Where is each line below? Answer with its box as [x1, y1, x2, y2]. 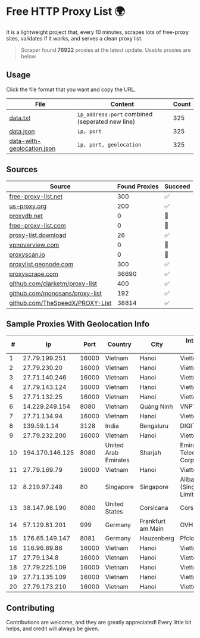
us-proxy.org [9, 202, 47, 210]
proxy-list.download [9, 231, 67, 239]
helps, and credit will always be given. [6, 625, 99, 632]
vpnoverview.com [9, 241, 60, 249]
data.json [9, 127, 35, 135]
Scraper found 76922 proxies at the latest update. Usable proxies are [20, 46, 191, 54]
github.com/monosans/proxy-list [9, 289, 102, 297]
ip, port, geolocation [77, 141, 142, 148]
